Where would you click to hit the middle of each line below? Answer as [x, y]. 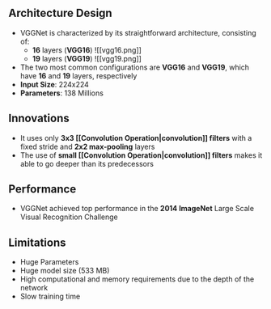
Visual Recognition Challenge [69, 217]
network [34, 288]
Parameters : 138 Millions [61, 93]
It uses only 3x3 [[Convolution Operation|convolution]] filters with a [136, 138]
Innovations [39, 119]
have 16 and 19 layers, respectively [78, 75]
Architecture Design [60, 13]
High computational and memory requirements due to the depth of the [137, 279]
